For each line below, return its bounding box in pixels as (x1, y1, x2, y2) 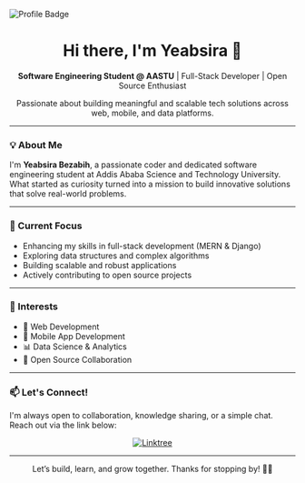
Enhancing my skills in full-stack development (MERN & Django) (22, 240, 261, 251)
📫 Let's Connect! (9, 386, 89, 398)
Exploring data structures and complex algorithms (22, 250, 210, 261)
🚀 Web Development (22, 321, 100, 332)
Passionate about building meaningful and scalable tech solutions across (16, 97, 289, 108)
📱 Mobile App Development (22, 330, 125, 341)
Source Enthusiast (118, 80, 187, 91)
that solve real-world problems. (9, 188, 127, 199)
